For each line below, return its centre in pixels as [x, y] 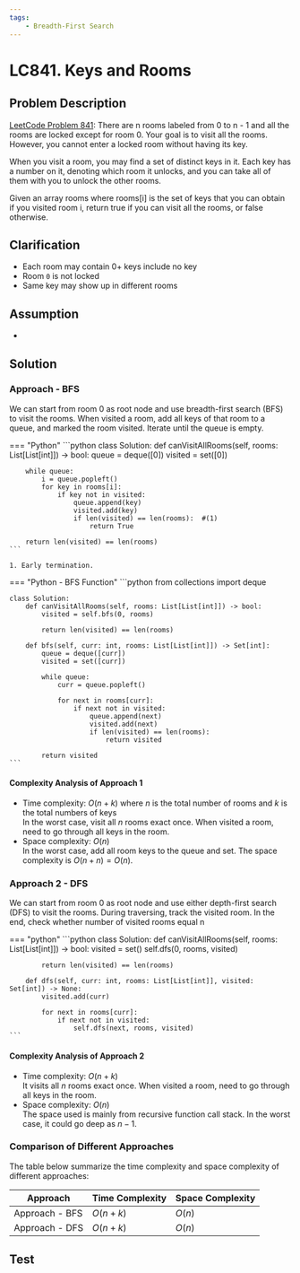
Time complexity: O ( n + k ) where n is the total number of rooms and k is [155, 803]
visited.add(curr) [76, 997]
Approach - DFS [48, 1227]
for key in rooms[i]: [82, 487]
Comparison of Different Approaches [92, 1147]
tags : [19, 17]
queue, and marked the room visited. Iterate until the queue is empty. [137, 428]
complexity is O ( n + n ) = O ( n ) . [77, 860]
